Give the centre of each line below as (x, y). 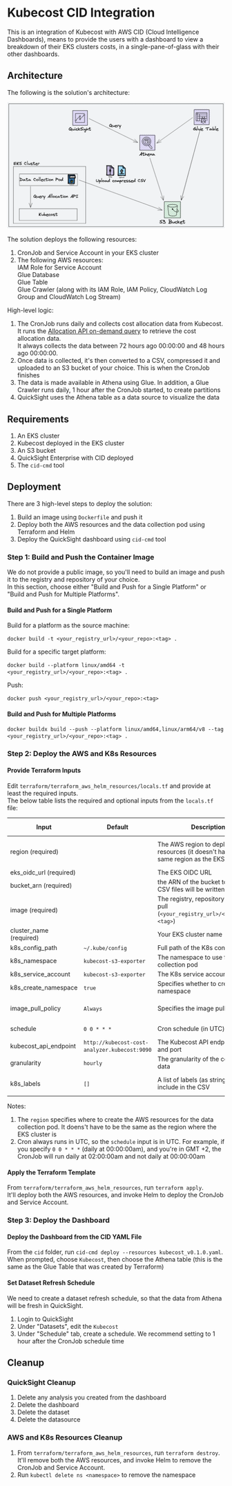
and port (170, 1050)
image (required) (34, 910)
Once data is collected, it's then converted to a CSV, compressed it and (119, 361)
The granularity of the (188, 1059)
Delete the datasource (49, 1420)
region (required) (34, 851)
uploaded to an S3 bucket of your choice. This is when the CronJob (113, 368)
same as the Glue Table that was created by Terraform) (86, 1267)
